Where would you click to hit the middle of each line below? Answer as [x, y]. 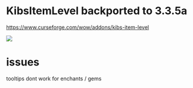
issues [23, 62]
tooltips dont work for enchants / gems [54, 79]
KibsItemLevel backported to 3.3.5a [97, 11]
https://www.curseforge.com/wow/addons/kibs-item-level [78, 27]
